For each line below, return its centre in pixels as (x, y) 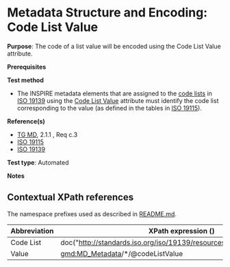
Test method (26, 80)
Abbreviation (32, 231)
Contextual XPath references (71, 197)
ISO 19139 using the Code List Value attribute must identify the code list (118, 100)
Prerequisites (27, 67)
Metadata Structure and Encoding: (107, 13)
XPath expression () (181, 231)
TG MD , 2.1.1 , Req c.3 (47, 135)
